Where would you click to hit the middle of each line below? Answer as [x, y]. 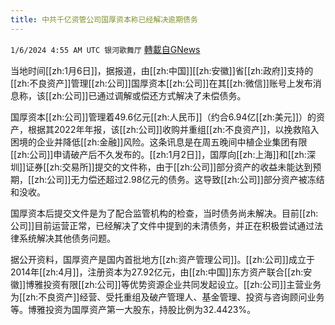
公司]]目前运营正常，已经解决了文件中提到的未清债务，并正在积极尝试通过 [162, 225]
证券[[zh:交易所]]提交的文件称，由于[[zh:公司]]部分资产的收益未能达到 [169, 167]
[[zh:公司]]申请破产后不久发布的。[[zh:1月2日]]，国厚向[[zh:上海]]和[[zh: [158, 154]
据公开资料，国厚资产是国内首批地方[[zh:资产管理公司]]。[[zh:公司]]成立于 [162, 259]
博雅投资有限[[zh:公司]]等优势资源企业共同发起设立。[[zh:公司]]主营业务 [173, 284]
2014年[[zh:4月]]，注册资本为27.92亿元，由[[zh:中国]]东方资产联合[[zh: [157, 272]
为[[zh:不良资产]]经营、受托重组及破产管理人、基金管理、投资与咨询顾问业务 [167, 297]
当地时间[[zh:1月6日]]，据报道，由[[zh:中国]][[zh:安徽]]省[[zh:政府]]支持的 [162, 70]
